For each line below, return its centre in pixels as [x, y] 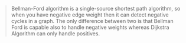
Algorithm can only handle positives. [56, 34]
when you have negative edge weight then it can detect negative [90, 15]
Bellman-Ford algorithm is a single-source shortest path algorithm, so [96, 9]
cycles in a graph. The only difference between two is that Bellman [92, 21]
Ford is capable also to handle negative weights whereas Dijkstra [90, 27]
